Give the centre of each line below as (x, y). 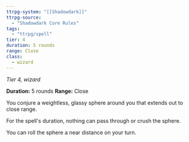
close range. (22, 109)
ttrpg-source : (24, 17)
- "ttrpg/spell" (32, 34)
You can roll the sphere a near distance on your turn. (71, 132)
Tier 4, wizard (23, 79)
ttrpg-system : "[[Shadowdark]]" (46, 12)
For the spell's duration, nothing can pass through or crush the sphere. (94, 120)
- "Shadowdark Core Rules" (45, 23)
